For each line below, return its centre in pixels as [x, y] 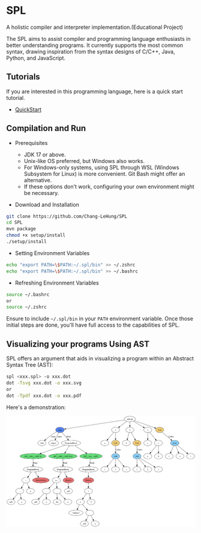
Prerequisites [31, 143]
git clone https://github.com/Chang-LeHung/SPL [67, 216]
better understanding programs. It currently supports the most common [95, 45]
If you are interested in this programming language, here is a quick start [94, 91]
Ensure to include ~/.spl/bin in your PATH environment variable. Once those [100, 319]
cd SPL [14, 223]
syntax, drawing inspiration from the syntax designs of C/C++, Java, [91, 51]
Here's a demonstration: [36, 407]
